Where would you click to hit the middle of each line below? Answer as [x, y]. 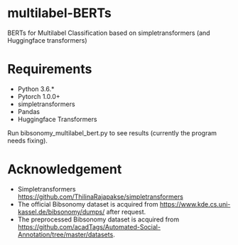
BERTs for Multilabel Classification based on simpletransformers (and [109, 33]
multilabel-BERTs [59, 13]
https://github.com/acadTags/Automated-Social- [89, 226]
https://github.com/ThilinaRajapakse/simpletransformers [100, 197]
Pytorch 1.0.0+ [39, 96]
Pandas [29, 111]
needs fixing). [28, 140]
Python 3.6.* [36, 89]
